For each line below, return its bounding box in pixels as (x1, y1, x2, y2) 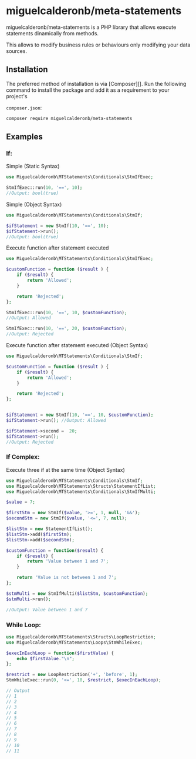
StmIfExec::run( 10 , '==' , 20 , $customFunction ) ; (6, 325, 127, 332)
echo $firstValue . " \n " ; (16, 655, 75, 661)
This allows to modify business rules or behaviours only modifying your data (6, 41, 191, 48)
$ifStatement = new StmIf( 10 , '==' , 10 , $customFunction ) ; (6, 412, 154, 418)
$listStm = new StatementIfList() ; (6, 526, 93, 532)
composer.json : (6, 104, 42, 111)
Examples (6, 132, 43, 142)
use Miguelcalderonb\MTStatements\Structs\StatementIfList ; (6, 483, 157, 489)
